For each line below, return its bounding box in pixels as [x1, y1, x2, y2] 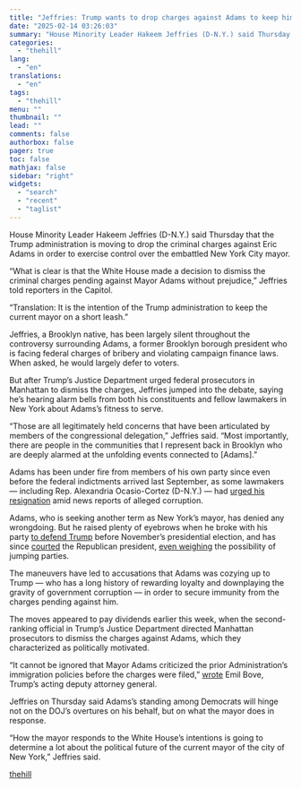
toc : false [9, 154, 50, 164]
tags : [9, 88, 30, 97]
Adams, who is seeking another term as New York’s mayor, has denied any [9, 512, 285, 523]
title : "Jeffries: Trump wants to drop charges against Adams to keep [9, 13, 279, 22]
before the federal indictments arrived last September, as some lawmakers [9, 475, 285, 486]
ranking [9, 623, 38, 634]
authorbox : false [9, 138, 74, 147]
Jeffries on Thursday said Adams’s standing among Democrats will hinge [9, 696, 279, 707]
